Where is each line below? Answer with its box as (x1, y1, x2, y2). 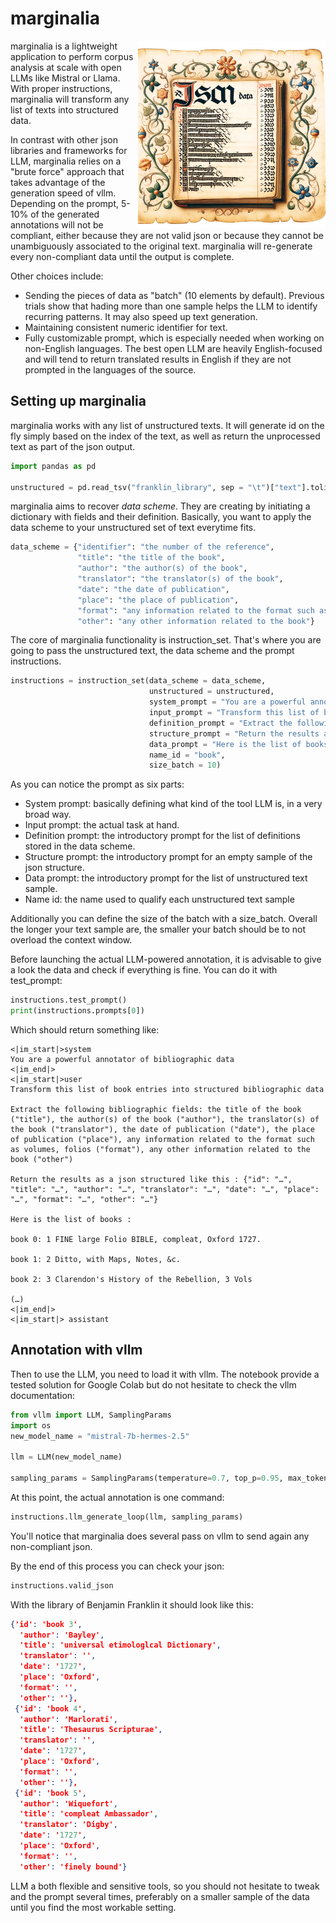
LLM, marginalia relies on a (10, 155, 122, 167)
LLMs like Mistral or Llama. (10, 72, 121, 84)
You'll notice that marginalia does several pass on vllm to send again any (10, 1530, 310, 1542)
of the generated (30, 208, 100, 220)
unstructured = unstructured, (148, 687, 275, 697)
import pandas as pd (10, 461, 97, 471)
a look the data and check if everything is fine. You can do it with (10, 964, 278, 976)
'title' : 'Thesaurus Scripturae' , (19, 1725, 163, 1735)
